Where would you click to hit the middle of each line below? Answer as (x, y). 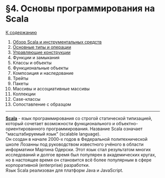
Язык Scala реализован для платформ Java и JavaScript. (65, 170)
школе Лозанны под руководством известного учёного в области (75, 144)
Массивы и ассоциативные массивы (51, 89)
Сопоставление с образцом (42, 104)
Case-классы (26, 99)
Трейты (21, 78)
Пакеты (21, 83)
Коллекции (24, 94)
